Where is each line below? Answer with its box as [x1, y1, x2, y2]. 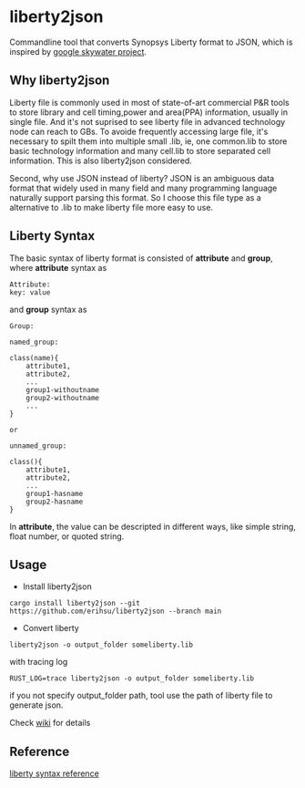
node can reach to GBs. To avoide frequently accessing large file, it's [9, 126, 269, 137]
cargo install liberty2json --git [9, 599, 141, 608]
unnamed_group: [9, 441, 67, 451]
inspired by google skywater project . [9, 46, 147, 57]
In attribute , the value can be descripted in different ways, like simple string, [9, 521, 296, 532]
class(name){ [9, 353, 59, 362]
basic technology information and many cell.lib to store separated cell [9, 145, 271, 156]
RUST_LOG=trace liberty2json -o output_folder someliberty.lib [9, 674, 255, 683]
